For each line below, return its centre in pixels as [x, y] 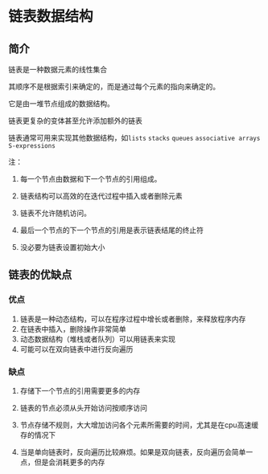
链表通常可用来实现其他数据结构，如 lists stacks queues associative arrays [134, 138]
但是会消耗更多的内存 [70, 462]
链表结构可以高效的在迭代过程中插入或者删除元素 [101, 196]
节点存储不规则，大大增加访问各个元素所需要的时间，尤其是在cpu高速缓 [139, 425]
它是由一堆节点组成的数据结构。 [61, 104]
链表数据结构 [51, 16]
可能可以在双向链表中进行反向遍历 [76, 349]
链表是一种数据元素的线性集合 [58, 69]
